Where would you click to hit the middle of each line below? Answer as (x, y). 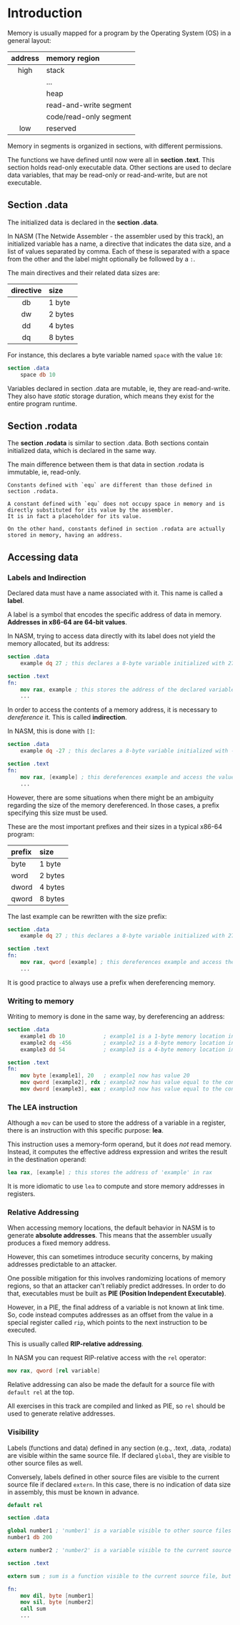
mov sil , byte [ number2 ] (57, 1602)
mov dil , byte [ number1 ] (57, 1596)
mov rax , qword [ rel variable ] (54, 1371)
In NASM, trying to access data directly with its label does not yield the (111, 636)
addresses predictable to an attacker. (62, 1264)
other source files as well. (45, 1463)
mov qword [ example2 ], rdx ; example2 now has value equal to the (121, 1083)
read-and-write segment (89, 105)
